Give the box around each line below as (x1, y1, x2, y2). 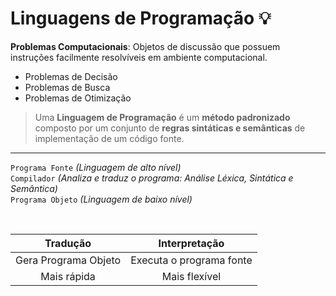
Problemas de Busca (24, 81, 111, 93)
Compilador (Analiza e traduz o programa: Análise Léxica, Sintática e (10, 172, 294, 184)
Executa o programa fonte (130, 253, 253, 267)
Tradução (44, 236, 92, 250)
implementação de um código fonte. (34, 132, 185, 144)
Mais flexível (161, 269, 222, 283)
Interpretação (158, 236, 225, 250)
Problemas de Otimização (24, 92, 132, 104)
